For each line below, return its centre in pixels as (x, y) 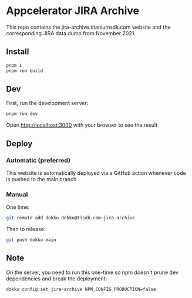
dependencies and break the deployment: (57, 278)
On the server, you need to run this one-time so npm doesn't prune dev (92, 272)
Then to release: (26, 229)
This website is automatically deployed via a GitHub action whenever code (96, 173)
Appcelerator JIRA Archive (73, 11)
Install (18, 52)
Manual (17, 194)
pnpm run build (25, 71)
